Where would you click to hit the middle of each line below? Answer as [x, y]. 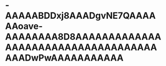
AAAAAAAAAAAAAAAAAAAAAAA [81, 47]
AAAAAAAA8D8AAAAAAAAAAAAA [83, 37]
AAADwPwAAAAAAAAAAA [64, 58]
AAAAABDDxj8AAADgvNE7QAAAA [81, 16]
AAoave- [24, 26]
